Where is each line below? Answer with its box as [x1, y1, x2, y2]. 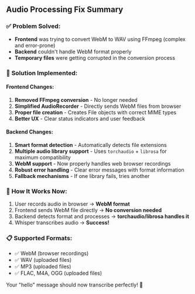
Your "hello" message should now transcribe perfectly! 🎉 [6, 281, 143, 288]
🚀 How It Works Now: [6, 187, 67, 195]
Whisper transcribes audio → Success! [14, 219, 110, 226]
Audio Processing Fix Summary [6, 5, 124, 15]
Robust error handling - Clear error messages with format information [14, 166, 184, 173]
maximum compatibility [14, 154, 71, 161]
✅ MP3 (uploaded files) [14, 263, 71, 270]
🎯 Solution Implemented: [6, 69, 78, 77]
